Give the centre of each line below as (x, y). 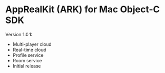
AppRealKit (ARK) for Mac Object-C (82, 9)
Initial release (27, 66)
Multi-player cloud (32, 44)
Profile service (28, 55)
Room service (27, 60)
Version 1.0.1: (19, 34)
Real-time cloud (29, 50)
